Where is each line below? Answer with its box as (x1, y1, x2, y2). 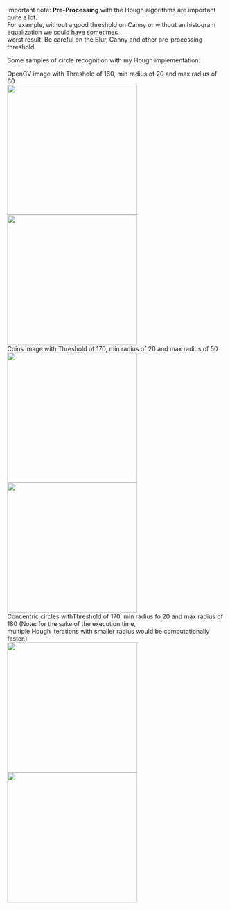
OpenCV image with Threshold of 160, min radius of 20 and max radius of (7, 69, 218, 78)
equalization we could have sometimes (7, 28, 118, 36)
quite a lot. (7, 13, 37, 22)
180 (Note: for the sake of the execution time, (7, 620, 136, 627)
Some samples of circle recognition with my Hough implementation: (7, 56, 201, 65)
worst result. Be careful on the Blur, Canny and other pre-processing (7, 35, 203, 44)
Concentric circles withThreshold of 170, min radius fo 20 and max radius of (7, 612, 224, 621)
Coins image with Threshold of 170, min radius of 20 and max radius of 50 (7, 345, 218, 353)
